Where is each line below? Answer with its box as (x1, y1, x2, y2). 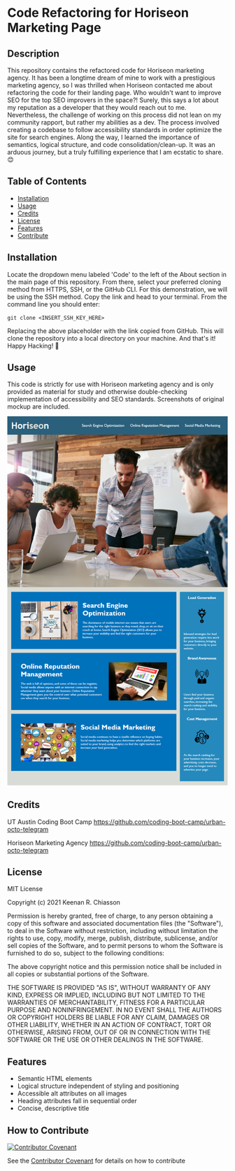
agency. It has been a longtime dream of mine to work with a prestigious (7, 73, 215, 82)
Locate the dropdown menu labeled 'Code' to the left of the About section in (7, 270, 227, 278)
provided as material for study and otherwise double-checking (7, 388, 187, 396)
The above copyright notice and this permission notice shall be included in (7, 963, 222, 971)
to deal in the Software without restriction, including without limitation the (7, 927, 218, 935)
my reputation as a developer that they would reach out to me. (7, 104, 187, 111)
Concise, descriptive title (17, 1104, 90, 1113)
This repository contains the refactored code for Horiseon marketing (7, 66, 204, 74)
